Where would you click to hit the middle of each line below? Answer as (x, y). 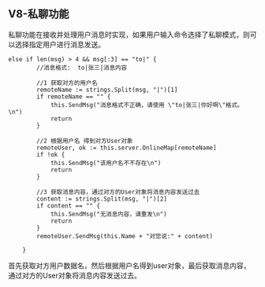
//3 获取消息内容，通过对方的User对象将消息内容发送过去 (118, 192)
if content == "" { (69, 206)
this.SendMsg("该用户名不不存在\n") (106, 163)
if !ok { (51, 155)
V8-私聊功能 (39, 14)
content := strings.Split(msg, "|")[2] (102, 199)
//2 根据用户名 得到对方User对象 (85, 141)
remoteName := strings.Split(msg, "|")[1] (107, 90)
